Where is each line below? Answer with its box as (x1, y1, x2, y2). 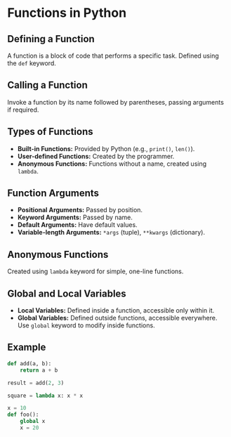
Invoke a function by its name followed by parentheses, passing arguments (7, 98, 225, 106)
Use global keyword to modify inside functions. (17, 321, 156, 330)
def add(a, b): (7, 360, 52, 367)
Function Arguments (7, 188, 100, 200)
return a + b (20, 367, 58, 374)
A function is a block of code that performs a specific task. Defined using (7, 51, 219, 60)
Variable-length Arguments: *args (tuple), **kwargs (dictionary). (17, 228, 206, 237)
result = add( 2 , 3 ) (7, 379, 65, 386)
